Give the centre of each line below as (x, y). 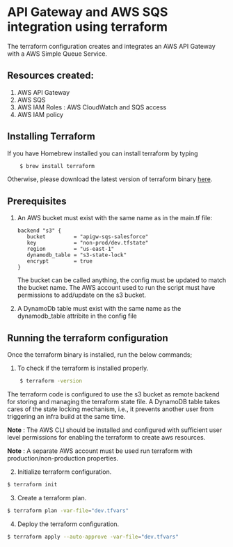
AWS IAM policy (40, 114)
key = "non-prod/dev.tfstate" (88, 243)
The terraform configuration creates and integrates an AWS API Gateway (111, 46)
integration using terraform (88, 27)
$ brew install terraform (57, 166)
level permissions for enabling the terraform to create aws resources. (106, 437)
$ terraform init (32, 484)
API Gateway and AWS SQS (88, 12)
